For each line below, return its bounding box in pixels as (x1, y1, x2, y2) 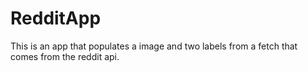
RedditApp (10, 7, 102, 30)
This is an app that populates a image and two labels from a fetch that (10, 40, 298, 52)
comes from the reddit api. (10, 50, 120, 62)
